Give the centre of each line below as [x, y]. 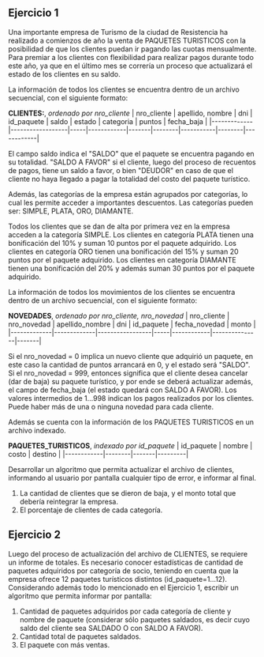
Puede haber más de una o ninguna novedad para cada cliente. [111, 406]
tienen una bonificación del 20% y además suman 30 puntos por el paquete [131, 268]
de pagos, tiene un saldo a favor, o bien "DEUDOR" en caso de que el [121, 170]
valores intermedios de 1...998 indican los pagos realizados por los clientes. [131, 398]
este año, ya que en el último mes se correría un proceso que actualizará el [130, 66]
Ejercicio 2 [35, 535]
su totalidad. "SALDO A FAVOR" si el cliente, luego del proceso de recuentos [132, 162]
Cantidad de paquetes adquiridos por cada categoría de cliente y [125, 611]
